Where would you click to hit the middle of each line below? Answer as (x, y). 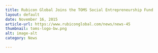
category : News (21, 38)
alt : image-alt (21, 33)
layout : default (22, 15)
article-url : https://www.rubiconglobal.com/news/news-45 (68, 24)
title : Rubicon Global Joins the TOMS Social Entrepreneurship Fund (79, 10)
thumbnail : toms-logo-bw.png (36, 29)
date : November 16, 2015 (31, 19)
